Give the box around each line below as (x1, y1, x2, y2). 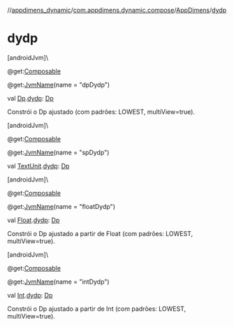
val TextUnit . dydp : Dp (7, 161, 70, 170)
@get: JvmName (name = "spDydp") (7, 148, 110, 157)
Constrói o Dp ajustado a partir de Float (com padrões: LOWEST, (7, 229, 193, 238)
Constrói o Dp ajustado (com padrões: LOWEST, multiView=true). (7, 108, 196, 116)
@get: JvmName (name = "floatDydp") (7, 202, 115, 210)
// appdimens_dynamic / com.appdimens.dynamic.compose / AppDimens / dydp (7, 6, 227, 14)
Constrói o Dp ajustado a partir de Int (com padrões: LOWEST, (7, 304, 187, 313)
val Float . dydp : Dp (7, 216, 60, 224)
